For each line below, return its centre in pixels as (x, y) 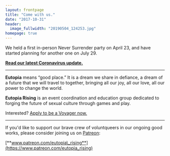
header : (13, 24)
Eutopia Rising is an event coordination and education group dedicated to (82, 98)
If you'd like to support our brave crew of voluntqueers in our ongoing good (84, 127)
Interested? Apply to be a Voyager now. (46, 113)
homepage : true (21, 33)
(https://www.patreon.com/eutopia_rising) (49, 148)
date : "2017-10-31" (26, 19)
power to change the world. (34, 88)
